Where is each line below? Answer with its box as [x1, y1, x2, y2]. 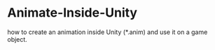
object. [7, 35, 28, 43]
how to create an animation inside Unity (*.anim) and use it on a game [7, 28, 208, 36]
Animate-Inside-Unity [7, 5, 138, 21]
